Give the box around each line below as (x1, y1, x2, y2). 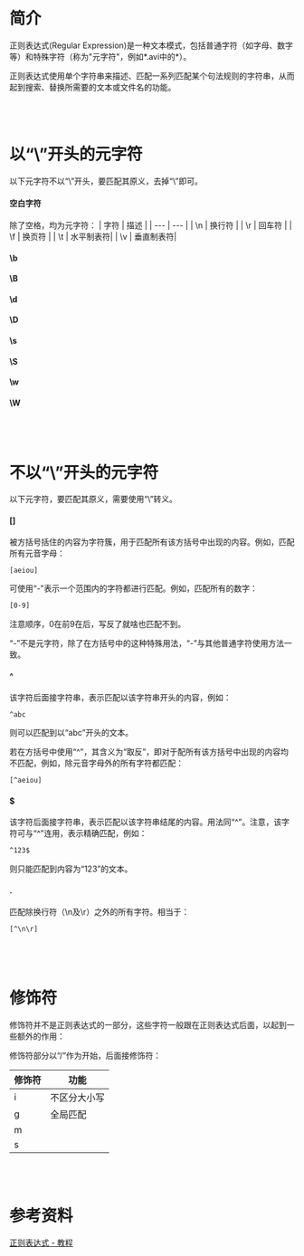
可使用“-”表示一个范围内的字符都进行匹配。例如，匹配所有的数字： (9, 583, 258, 594)
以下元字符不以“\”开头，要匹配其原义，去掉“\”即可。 (9, 176, 204, 186)
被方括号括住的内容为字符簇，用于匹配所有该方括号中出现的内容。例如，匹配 (9, 536, 295, 547)
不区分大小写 (50, 1091, 106, 1104)
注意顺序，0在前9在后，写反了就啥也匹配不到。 (9, 619, 186, 630)
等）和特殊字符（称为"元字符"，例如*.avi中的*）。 (9, 51, 192, 62)
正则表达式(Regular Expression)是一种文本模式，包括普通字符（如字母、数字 (9, 40, 294, 51)
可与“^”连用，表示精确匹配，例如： (16, 828, 147, 839)
